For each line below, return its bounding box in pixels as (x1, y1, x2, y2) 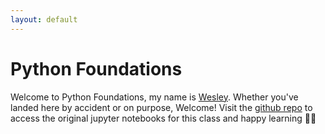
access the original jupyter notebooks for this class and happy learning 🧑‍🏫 (10, 112, 317, 124)
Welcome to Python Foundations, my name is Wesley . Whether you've (10, 91, 299, 103)
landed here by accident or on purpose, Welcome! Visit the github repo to (10, 101, 313, 113)
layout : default (10, 14, 78, 25)
